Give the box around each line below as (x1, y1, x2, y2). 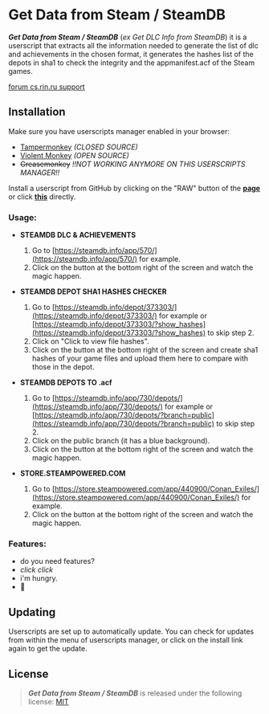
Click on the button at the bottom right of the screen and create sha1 (31, 345, 259, 355)
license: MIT (27, 696, 69, 706)
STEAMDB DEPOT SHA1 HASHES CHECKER (19, 287, 167, 296)
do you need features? (19, 557, 95, 566)
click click (19, 565, 54, 575)
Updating (8, 605, 56, 619)
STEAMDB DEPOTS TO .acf (19, 377, 112, 387)
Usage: (8, 211, 38, 222)
